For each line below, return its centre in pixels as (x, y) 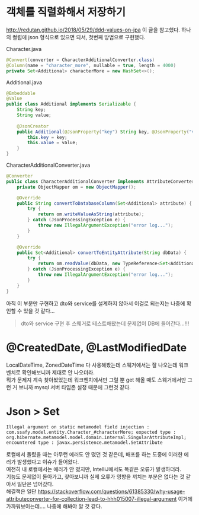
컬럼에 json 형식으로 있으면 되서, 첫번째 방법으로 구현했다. (79, 37)
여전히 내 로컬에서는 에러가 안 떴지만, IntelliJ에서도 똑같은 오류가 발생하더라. (94, 469)
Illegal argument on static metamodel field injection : (78, 427)
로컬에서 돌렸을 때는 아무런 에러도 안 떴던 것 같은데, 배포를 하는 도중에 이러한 (94, 454)
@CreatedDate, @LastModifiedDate (97, 347)
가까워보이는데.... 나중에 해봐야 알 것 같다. (54, 506)
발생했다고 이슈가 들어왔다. (48, 462)
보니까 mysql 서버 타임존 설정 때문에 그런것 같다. (75, 387)
